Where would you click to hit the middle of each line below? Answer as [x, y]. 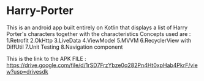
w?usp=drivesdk [27, 71]
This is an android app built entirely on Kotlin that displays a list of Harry [97, 27]
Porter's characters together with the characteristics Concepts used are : [99, 33]
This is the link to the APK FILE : [47, 58]
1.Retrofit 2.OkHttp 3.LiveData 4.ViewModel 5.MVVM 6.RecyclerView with [99, 40]
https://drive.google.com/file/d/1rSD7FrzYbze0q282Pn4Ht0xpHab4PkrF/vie [102, 65]
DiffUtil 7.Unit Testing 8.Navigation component [65, 47]
